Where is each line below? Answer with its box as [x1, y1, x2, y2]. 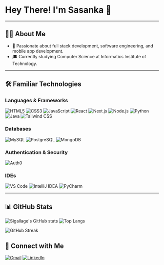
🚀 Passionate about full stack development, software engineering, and [12, 43, 154, 48]
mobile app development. [12, 48, 63, 54]
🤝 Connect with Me [5, 242, 64, 250]
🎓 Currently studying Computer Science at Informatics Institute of [12, 53, 146, 59]
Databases [5, 126, 31, 132]
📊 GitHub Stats [5, 202, 53, 211]
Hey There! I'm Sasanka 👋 [5, 4, 111, 16]
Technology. [12, 61, 38, 66]
